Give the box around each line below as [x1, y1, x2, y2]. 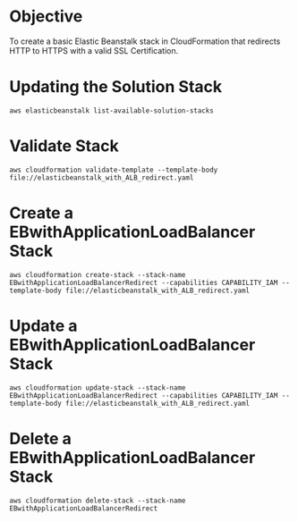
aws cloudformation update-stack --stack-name [9, 383, 186, 392]
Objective [9, 6, 83, 27]
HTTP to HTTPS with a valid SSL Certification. [9, 45, 179, 55]
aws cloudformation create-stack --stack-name [9, 270, 186, 279]
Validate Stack [9, 136, 119, 156]
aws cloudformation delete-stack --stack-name [9, 496, 186, 505]
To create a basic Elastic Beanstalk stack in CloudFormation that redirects [9, 36, 281, 46]
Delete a [9, 428, 72, 449]
